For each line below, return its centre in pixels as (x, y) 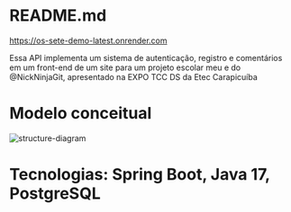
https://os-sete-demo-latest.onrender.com (88, 40)
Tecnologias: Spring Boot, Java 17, (140, 175)
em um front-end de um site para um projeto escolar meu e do (125, 67)
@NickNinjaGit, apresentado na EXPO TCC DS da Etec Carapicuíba (134, 76)
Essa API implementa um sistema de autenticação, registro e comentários (146, 57)
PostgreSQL (55, 194)
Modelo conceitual (81, 114)
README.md (58, 16)
